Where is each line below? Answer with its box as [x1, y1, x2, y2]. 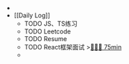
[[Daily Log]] [13, 11, 50, 19]
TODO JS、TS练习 [24, 19, 78, 28]
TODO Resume [24, 35, 68, 42]
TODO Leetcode [24, 27, 71, 35]
